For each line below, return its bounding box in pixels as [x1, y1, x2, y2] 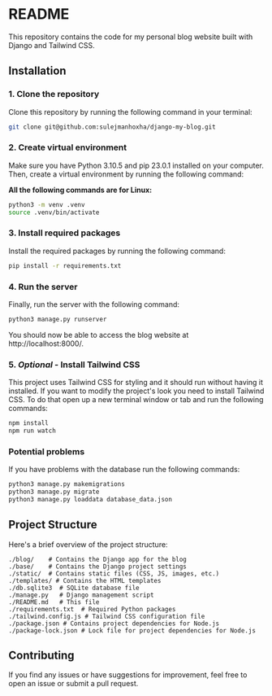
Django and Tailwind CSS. [8, 40, 95, 50]
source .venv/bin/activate [8, 208, 100, 217]
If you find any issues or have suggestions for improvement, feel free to [8, 670, 248, 680]
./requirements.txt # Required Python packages [8, 605, 176, 613]
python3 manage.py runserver [8, 315, 107, 324]
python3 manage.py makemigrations [8, 480, 126, 488]
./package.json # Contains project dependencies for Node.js [8, 619, 220, 628]
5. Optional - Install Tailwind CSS [8, 359, 140, 370]
